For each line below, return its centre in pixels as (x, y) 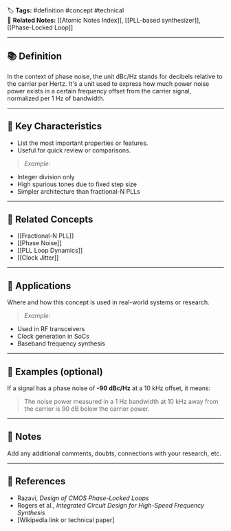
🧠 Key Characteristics (54, 126)
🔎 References (36, 481)
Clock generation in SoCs (53, 337)
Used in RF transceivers (51, 329)
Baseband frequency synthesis (61, 343)
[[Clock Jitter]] (38, 258)
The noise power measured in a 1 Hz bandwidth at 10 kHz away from (121, 402)
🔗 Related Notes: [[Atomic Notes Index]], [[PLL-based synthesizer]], (104, 20)
